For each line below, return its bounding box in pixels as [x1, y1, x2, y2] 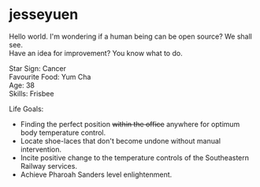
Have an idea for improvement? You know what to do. [9, 48, 184, 58]
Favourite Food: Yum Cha [9, 72, 91, 81]
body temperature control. [20, 128, 106, 137]
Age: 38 [9, 80, 35, 90]
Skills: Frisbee [9, 88, 54, 98]
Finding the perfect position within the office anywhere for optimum [20, 119, 240, 129]
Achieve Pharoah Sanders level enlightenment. [20, 170, 173, 179]
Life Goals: [9, 104, 44, 114]
